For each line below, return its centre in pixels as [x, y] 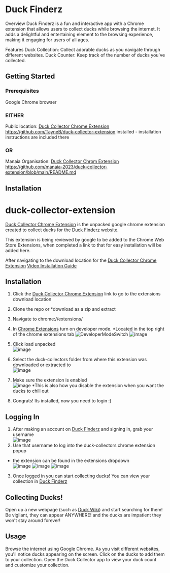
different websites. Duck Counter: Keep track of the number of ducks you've [85, 55]
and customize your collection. [37, 565]
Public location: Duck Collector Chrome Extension [57, 126]
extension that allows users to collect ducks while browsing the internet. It [83, 29]
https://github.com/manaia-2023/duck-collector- [56, 167]
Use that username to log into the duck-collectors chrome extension [84, 445]
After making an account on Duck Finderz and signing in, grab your [83, 429]
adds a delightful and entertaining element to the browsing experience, [79, 34]
